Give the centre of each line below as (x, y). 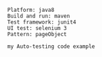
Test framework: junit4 (42, 22)
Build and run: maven (39, 16)
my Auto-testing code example (51, 47)
